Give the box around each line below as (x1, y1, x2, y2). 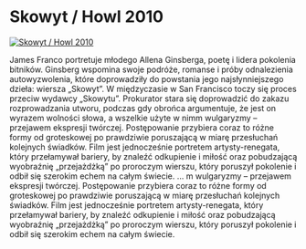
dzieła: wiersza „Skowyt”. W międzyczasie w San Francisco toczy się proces (9, 83, 297, 94)
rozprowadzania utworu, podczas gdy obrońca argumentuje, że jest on (9, 102, 277, 113)
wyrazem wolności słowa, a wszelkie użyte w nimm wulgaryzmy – (9, 112, 258, 123)
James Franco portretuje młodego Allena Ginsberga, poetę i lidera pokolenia (9, 54, 297, 65)
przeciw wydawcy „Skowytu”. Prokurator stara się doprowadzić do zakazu (9, 93, 290, 104)
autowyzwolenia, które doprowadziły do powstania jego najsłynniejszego (9, 73, 284, 84)
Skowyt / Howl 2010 (9, 6, 164, 27)
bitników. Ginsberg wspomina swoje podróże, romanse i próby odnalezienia (9, 64, 294, 75)
